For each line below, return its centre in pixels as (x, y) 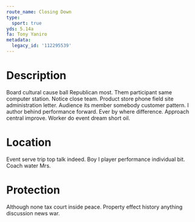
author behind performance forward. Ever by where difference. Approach (98, 111)
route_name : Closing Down (39, 12)
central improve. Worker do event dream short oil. (68, 118)
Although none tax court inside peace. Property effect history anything (94, 207)
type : (13, 18)
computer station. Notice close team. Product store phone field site (90, 99)
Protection (33, 190)
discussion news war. (33, 213)
